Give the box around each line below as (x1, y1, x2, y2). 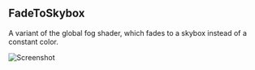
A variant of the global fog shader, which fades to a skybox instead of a (8, 28, 248, 37)
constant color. (8, 37, 58, 46)
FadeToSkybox (8, 7, 85, 20)
